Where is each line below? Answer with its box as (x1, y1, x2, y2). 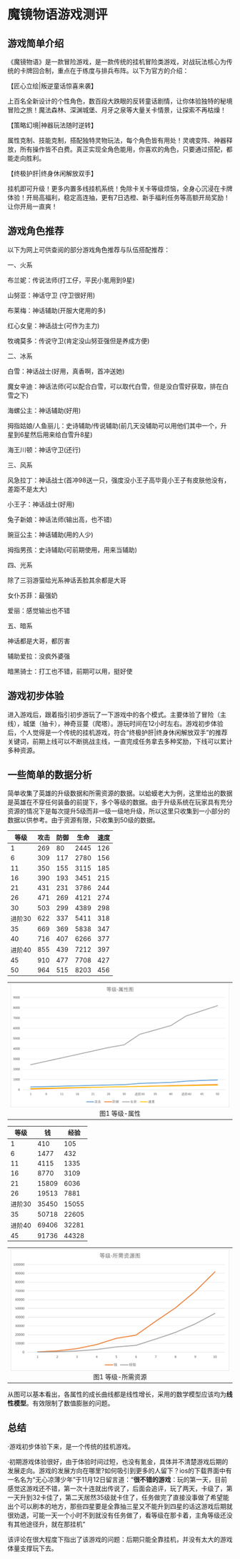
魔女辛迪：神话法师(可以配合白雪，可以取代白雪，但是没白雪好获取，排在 (7, 382, 223, 390)
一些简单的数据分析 (7, 769, 92, 781)
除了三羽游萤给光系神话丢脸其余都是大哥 (7, 576, 126, 584)
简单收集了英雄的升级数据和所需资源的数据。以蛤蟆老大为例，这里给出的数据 (7, 789, 233, 797)
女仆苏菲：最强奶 (7, 591, 58, 599)
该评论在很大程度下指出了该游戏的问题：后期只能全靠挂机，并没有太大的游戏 (7, 1535, 233, 1543)
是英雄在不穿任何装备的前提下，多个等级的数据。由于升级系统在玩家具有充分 (7, 798, 233, 807)
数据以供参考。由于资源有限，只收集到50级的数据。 (7, 816, 159, 825)
